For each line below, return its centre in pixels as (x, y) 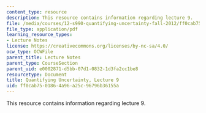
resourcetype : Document (37, 75)
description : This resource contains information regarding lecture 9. (100, 18)
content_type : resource (37, 12)
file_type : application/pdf (42, 29)
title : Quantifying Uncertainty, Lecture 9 (63, 80)
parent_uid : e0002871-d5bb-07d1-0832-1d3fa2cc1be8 (72, 69)
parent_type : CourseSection (42, 63)
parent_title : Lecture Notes (44, 57)
